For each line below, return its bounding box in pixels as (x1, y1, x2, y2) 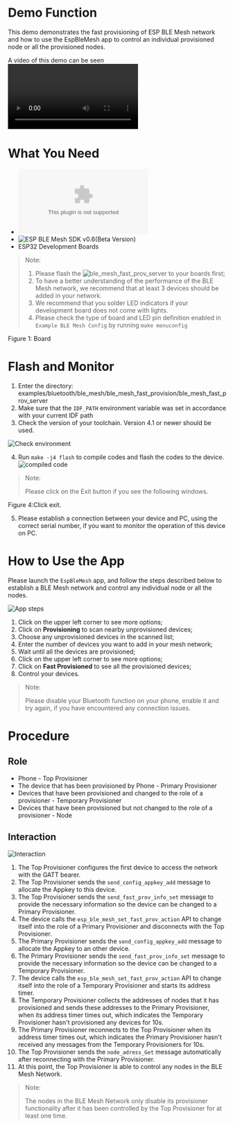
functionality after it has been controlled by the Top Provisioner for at (24, 1104, 223, 1112)
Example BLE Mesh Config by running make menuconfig (35, 321, 188, 329)
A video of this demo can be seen (8, 56, 105, 64)
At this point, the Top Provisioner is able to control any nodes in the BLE (17, 1062, 223, 1070)
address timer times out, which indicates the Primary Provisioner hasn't (17, 1033, 223, 1041)
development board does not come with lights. (35, 306, 169, 314)
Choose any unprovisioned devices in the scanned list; (17, 632, 175, 640)
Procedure (8, 728, 70, 744)
